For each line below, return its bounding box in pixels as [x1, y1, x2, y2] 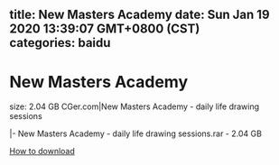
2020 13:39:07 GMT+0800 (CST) [9, 22, 200, 37]
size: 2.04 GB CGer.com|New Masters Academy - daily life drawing [9, 101, 260, 112]
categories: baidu [9, 35, 111, 50]
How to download [9, 146, 75, 157]
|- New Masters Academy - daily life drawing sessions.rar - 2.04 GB [9, 128, 262, 139]
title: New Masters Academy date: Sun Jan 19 [9, 7, 270, 23]
